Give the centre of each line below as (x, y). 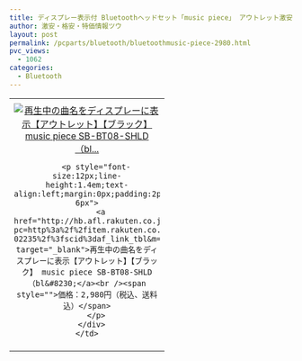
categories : (31, 68)
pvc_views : (30, 51)
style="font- (103, 167)
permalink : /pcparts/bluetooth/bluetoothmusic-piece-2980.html (130, 43)
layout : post (34, 34)
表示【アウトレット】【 (94, 261)
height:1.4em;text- (87, 185)
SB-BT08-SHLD (124, 272)
